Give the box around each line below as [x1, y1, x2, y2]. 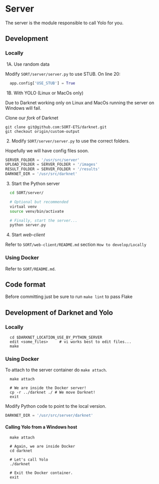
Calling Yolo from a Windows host [5, 424, 77, 430]
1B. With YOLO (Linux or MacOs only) [6, 89, 84, 96]
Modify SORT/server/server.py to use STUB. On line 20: [5, 71, 121, 77]
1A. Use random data [6, 61, 50, 67]
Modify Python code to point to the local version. [5, 403, 107, 409]
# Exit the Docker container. [10, 470, 73, 475]
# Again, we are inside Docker [10, 444, 75, 449]
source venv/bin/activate [10, 209, 64, 214]
